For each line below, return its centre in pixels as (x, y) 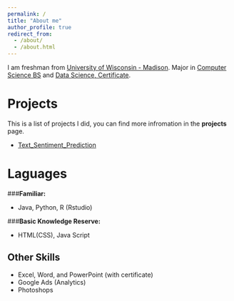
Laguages (37, 174)
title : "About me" (35, 21)
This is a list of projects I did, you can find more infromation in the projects (117, 123)
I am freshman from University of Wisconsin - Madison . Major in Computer (117, 67)
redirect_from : (30, 34)
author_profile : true (40, 27)
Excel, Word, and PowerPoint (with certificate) (85, 275)
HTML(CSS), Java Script (54, 235)
